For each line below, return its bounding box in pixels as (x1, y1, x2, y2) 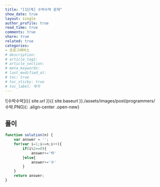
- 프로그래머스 (5, 48, 30, 52)
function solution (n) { (5, 133, 53, 137)
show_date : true (5, 12, 38, 17)
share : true (5, 34, 29, 39)
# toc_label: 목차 (5, 84, 40, 89)
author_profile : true (5, 20, 49, 26)
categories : (5, 43, 29, 48)
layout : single (5, 16, 36, 21)
